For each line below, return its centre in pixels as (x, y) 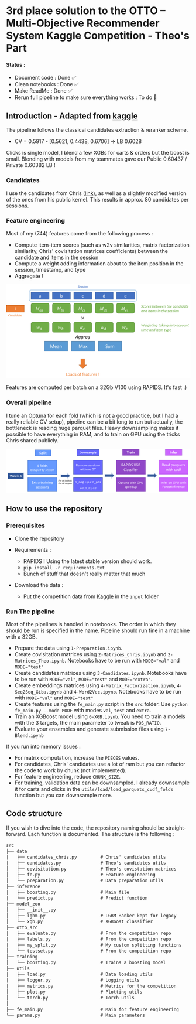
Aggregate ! (29, 276)
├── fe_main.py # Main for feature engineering (93, 1009)
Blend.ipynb (29, 736)
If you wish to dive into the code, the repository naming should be (85, 828)
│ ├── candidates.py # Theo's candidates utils (86, 863)
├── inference (23, 886)
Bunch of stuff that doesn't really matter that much (84, 574)
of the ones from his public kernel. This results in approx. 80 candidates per (97, 199)
